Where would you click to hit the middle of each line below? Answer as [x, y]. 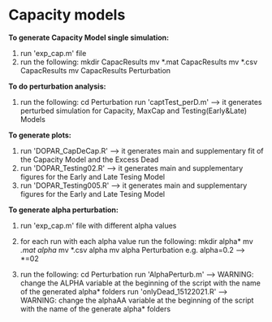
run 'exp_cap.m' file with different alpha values [98, 225]
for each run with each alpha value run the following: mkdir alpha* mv [136, 241]
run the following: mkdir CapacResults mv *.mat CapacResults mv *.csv [139, 62]
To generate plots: [40, 135]
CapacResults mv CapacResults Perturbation [95, 70]
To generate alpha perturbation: [64, 210]
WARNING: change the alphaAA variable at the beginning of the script [137, 300]
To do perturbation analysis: [57, 86]
